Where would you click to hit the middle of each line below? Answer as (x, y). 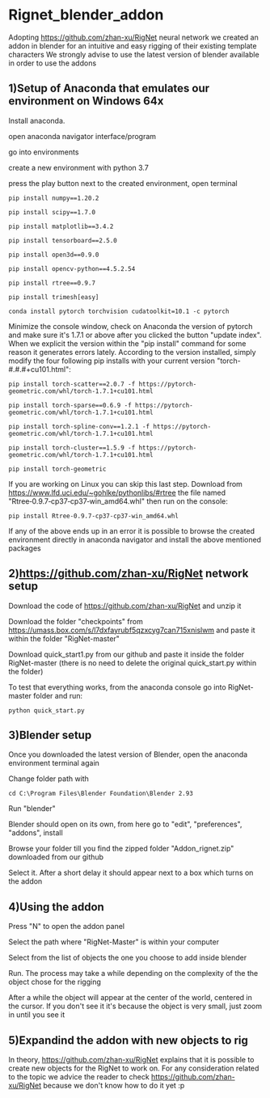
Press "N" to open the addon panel (67, 927)
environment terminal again (54, 763)
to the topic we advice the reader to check (79, 1077)
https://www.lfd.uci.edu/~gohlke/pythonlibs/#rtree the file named (117, 492)
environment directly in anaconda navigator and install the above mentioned (135, 539)
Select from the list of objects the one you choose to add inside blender (128, 958)
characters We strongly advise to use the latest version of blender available (134, 54)
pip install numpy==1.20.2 (54, 198)
